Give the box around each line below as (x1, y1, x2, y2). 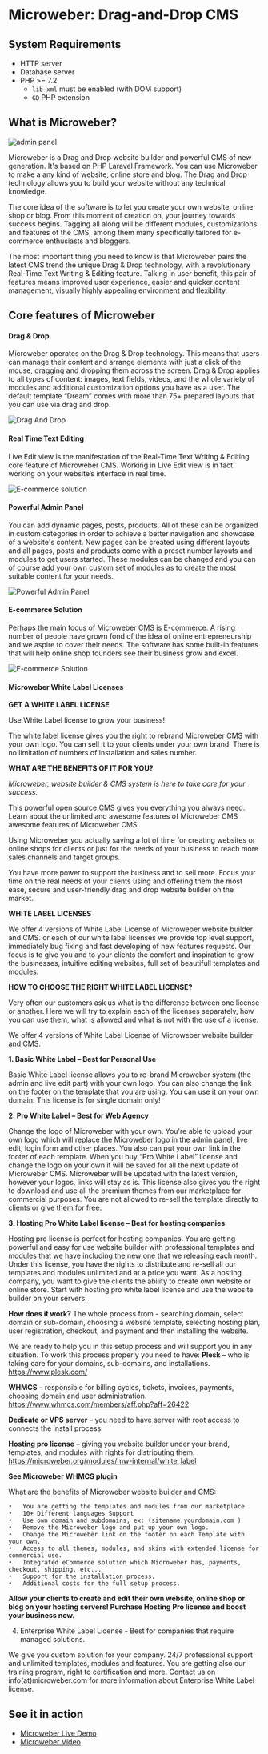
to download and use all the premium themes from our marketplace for (8, 1186, 242, 1195)
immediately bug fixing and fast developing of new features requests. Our (8, 942, 251, 951)
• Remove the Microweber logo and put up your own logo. (8, 1524, 210, 1532)
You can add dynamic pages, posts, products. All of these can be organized (8, 520, 258, 530)
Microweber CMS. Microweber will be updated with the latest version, (8, 1169, 238, 1179)
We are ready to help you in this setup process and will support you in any (8, 1342, 253, 1352)
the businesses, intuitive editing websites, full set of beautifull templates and (8, 959, 260, 968)
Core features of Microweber (8, 309, 156, 322)
